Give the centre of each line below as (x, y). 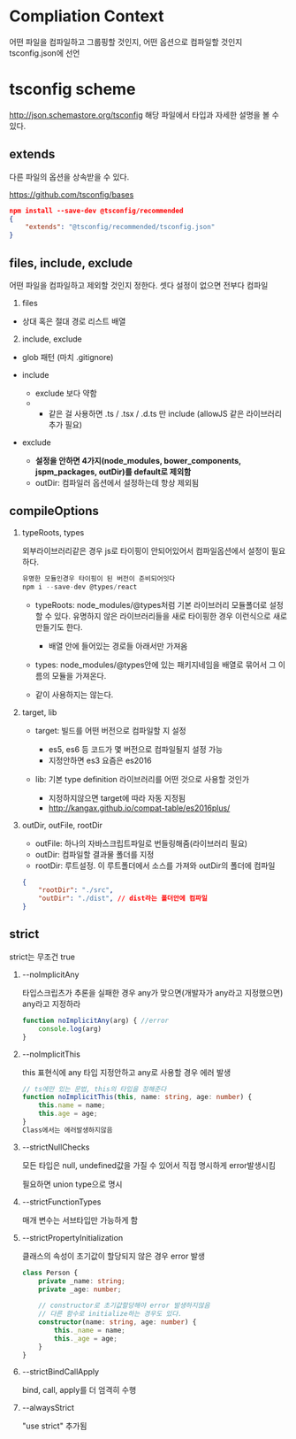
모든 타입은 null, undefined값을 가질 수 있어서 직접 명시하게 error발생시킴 (149, 1165)
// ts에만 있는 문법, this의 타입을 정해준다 (94, 1089)
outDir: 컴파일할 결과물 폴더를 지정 (95, 854)
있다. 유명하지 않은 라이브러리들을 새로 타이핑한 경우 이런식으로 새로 (171, 616)
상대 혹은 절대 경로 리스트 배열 (74, 321)
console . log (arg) (70, 1028)
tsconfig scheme (72, 89)
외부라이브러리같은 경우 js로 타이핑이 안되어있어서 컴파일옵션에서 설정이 (145, 550)
